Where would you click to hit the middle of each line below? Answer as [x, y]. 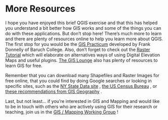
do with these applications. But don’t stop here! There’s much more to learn [83, 33]
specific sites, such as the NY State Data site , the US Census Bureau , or [81, 86]
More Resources [40, 9]
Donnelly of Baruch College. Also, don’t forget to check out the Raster [78, 49]
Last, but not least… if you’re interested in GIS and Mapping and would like [82, 101]
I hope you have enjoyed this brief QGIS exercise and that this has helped [81, 23]
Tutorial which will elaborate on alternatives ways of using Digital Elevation [83, 55]
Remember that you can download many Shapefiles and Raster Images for [82, 75]
